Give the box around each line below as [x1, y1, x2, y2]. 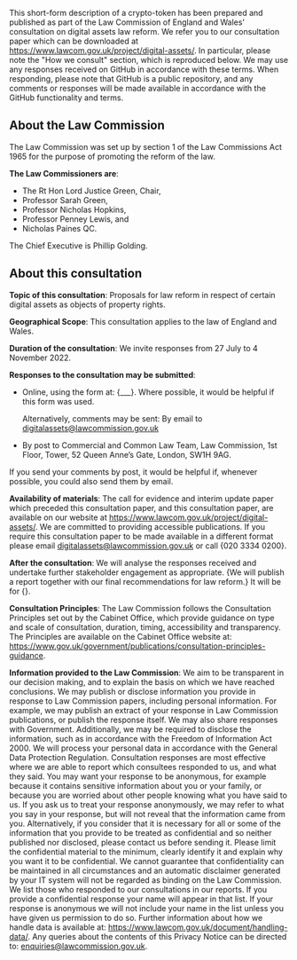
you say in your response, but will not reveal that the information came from [9, 808, 286, 819]
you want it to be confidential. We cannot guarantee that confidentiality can [9, 855, 285, 866]
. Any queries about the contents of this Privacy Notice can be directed [27, 931, 287, 941]
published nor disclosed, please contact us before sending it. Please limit [9, 837, 277, 847]
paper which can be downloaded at [9, 35, 139, 46]
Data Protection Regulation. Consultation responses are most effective [9, 751, 266, 762]
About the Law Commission [9, 118, 166, 133]
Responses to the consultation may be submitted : [9, 369, 197, 380]
